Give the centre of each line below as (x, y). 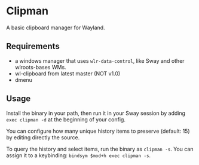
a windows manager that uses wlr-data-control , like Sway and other (99, 60)
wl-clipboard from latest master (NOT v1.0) (68, 74)
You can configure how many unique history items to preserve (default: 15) (98, 131)
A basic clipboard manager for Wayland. (56, 27)
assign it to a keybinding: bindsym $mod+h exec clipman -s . (79, 155)
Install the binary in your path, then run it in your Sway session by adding (96, 113)
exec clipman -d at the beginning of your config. (66, 119)
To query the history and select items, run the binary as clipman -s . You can (100, 149)
